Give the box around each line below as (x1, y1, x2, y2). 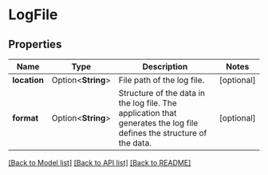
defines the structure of (118, 128, 207, 138)
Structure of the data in (118, 88, 206, 98)
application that (118, 108, 177, 118)
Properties (8, 38, 62, 51)
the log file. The (118, 97, 177, 109)
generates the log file (118, 117, 199, 129)
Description (142, 62, 188, 72)
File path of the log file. (118, 74, 205, 86)
